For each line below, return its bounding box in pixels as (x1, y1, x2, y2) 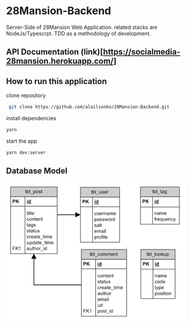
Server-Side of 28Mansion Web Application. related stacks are (6, 24, 158, 31)
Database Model (6, 166, 68, 176)
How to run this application (6, 76, 107, 86)
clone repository (6, 92, 46, 99)
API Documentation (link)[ (6, 47, 104, 57)
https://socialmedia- (102, 47, 181, 57)
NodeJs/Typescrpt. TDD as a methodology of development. (6, 29, 151, 37)
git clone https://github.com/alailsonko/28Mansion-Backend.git (8, 104, 169, 110)
